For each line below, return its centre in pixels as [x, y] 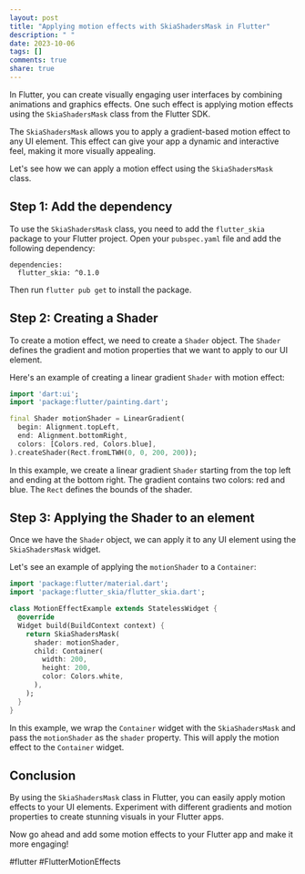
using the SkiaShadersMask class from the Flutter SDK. [110, 114]
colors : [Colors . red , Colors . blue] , [87, 444]
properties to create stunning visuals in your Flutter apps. [117, 817]
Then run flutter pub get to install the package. [101, 290]
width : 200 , [65, 660]
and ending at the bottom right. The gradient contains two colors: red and [147, 480]
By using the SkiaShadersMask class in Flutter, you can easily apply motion [147, 798]
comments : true [38, 60]
